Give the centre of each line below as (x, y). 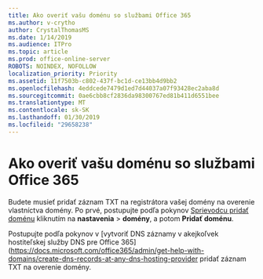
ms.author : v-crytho (42, 23)
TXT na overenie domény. (50, 266)
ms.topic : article (38, 52)
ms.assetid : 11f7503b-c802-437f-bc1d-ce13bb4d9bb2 (93, 81)
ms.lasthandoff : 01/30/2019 (54, 118)
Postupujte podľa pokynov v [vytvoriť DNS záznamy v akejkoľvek (113, 234)
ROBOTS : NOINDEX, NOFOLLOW (52, 67)
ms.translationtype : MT (47, 103)
